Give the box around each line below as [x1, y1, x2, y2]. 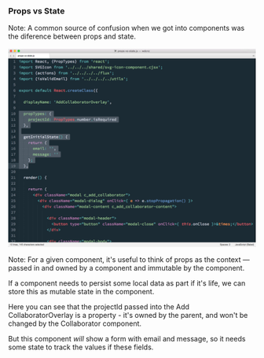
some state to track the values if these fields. [8, 342, 154, 352]
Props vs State [8, 6, 65, 17]
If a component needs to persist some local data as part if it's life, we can [8, 279, 246, 288]
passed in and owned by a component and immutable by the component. [8, 264, 245, 273]
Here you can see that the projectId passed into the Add [8, 302, 190, 312]
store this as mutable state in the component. [8, 287, 155, 297]
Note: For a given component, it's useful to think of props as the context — [8, 255, 250, 264]
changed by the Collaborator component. [8, 319, 142, 328]
